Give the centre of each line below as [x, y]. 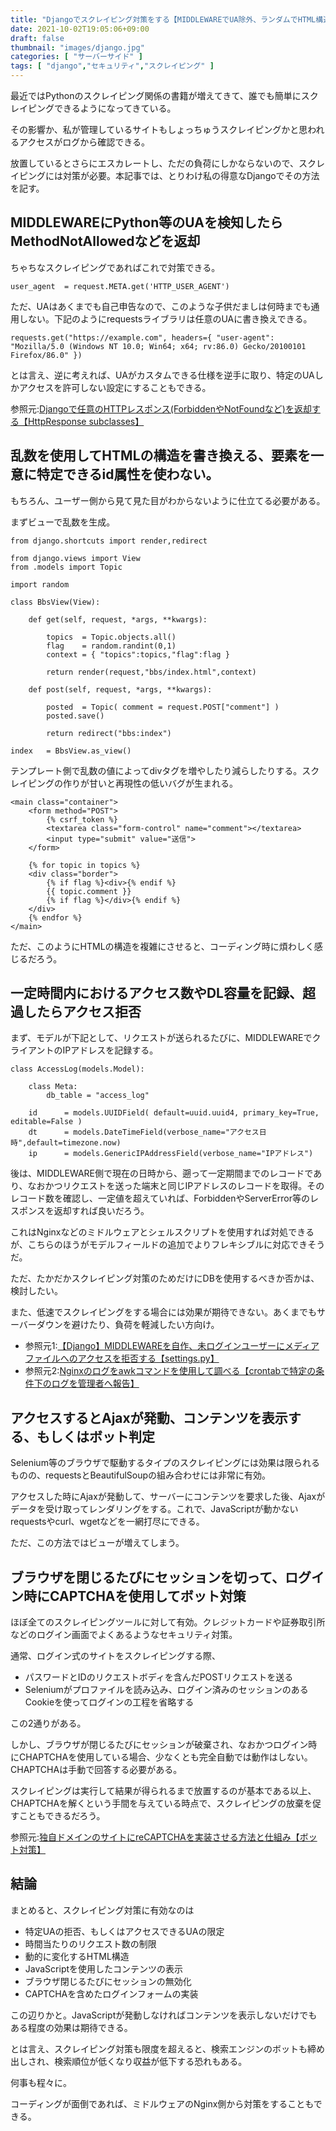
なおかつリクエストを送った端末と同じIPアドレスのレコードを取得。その [176, 1186]
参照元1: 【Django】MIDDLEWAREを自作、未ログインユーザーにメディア [172, 1346]
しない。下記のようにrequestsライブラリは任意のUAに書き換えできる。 [165, 318]
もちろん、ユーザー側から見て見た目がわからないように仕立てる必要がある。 [168, 500]
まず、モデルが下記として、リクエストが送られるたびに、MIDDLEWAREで [161, 1038]
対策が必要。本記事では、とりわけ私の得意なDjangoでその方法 [191, 175]
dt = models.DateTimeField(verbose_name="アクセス [144, 1132]
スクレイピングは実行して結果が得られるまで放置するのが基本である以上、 [163, 1791]
